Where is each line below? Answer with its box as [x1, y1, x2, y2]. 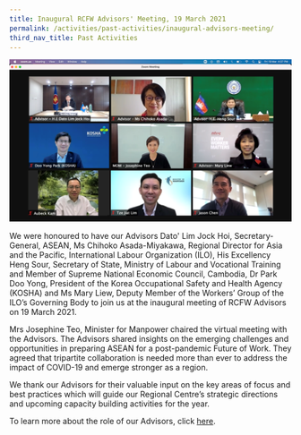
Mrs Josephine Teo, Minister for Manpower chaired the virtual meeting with [9, 324, 288, 335]
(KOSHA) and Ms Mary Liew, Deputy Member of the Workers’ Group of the [9, 287, 285, 299]
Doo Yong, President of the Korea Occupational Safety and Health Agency [9, 278, 283, 289]
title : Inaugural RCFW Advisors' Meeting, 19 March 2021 [9, 14, 227, 23]
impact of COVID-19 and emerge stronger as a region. [9, 362, 209, 373]
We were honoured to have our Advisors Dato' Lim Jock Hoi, [9, 231, 233, 242]
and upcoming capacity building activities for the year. [9, 398, 211, 409]
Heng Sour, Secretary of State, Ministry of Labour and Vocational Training [9, 260, 281, 270]
